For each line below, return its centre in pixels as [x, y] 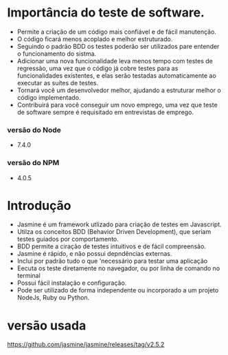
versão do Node [34, 130]
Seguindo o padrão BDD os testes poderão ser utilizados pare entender [118, 46]
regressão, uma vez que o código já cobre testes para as [98, 68]
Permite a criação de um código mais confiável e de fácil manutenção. [116, 32]
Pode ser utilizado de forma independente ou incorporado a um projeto [118, 290]
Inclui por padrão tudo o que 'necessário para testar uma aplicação [112, 261]
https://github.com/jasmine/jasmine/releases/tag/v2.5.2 [86, 345]
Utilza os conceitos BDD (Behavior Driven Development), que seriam [114, 232]
